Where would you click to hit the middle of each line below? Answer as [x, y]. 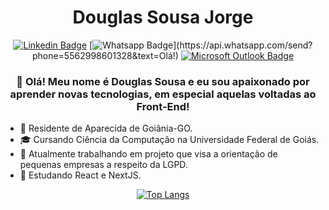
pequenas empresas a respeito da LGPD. [103, 165]
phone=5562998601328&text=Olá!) [105, 55]
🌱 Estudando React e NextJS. [80, 175]
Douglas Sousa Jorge [163, 17]
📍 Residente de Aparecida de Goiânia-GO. [106, 128]
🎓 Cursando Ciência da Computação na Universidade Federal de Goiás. [169, 140]
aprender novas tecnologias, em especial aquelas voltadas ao [163, 94]
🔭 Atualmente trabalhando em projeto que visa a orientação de [148, 154]
